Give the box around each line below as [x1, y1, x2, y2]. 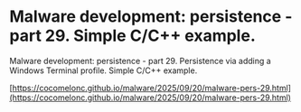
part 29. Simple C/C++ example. [9, 25, 256, 46]
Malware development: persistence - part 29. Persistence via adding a [9, 55, 271, 66]
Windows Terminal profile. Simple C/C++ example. [9, 65, 198, 76]
